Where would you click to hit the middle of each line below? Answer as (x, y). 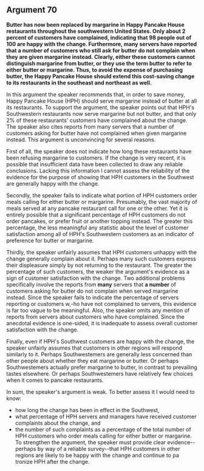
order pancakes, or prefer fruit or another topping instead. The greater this (100, 221)
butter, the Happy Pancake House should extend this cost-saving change (100, 76)
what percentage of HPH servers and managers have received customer (106, 416)
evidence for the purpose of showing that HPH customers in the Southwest (100, 177)
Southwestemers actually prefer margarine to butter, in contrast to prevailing (102, 367)
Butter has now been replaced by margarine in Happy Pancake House (96, 24)
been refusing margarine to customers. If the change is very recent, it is (96, 158)
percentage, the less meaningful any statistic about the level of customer (97, 228)
